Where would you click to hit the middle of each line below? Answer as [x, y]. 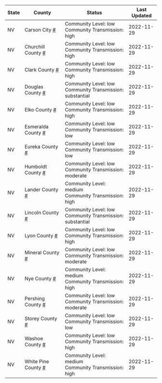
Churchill [34, 47]
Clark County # [42, 70]
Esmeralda [37, 127]
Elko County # [40, 110]
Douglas [34, 87]
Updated [142, 15]
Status [94, 13]
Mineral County [42, 253]
